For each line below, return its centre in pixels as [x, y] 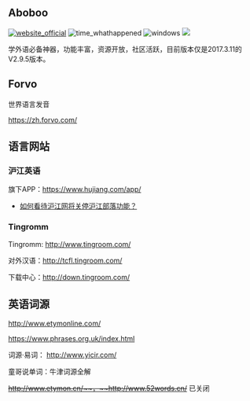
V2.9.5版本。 [29, 59]
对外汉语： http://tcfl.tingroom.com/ [65, 260]
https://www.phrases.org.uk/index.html [72, 339]
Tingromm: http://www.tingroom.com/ [70, 244]
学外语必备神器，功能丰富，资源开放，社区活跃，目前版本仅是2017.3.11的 [125, 49]
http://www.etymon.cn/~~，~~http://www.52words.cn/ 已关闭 [109, 388]
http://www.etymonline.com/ [55, 324]
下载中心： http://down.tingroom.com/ [69, 277]
